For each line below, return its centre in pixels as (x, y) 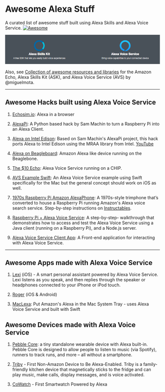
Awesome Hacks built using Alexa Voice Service (81, 103)
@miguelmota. (20, 82)
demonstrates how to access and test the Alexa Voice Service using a (83, 223)
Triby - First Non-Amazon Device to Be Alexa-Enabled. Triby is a (77, 364)
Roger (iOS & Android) (35, 295)
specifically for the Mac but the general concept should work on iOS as (84, 182)
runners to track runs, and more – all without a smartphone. (72, 355)
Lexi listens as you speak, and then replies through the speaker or (79, 280)
